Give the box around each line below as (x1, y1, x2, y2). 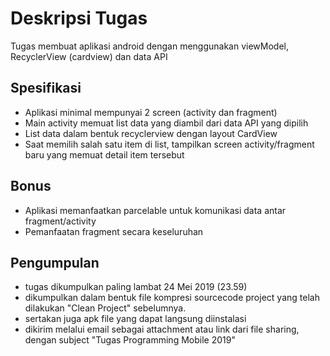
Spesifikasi (10, 80, 82, 97)
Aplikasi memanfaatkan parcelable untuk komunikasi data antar (24, 204, 287, 216)
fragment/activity (24, 215, 97, 227)
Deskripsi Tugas (10, 7, 148, 30)
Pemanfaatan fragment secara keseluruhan (24, 225, 204, 237)
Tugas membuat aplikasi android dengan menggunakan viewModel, (10, 40, 290, 52)
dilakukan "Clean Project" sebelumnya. (24, 302, 187, 314)
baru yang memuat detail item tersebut (24, 148, 185, 161)
